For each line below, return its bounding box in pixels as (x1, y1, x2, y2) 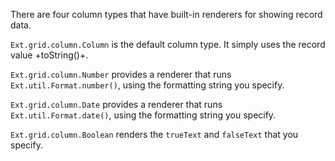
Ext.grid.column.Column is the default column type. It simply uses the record (10, 39, 326, 50)
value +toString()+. (10, 49, 89, 61)
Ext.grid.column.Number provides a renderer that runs (10, 69, 232, 80)
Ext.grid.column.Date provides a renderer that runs (10, 99, 223, 110)
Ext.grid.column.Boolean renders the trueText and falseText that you (10, 129, 299, 140)
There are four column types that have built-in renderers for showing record (10, 9, 323, 20)
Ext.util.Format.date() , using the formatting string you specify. (10, 109, 277, 121)
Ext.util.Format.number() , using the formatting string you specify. (10, 79, 285, 91)
